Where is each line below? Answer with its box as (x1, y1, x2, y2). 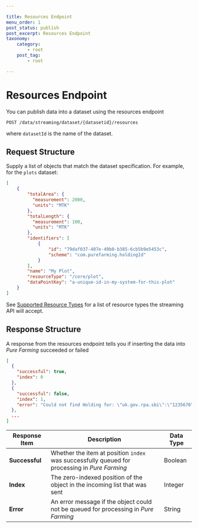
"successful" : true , (16, 369, 67, 375)
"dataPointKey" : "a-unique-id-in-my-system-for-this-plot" (27, 279, 176, 286)
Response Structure (6, 325, 81, 335)
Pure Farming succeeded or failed (6, 346, 89, 354)
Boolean (164, 456, 187, 465)
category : (16, 41, 41, 47)
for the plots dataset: (6, 169, 58, 176)
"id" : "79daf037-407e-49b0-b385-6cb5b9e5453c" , (48, 246, 167, 252)
